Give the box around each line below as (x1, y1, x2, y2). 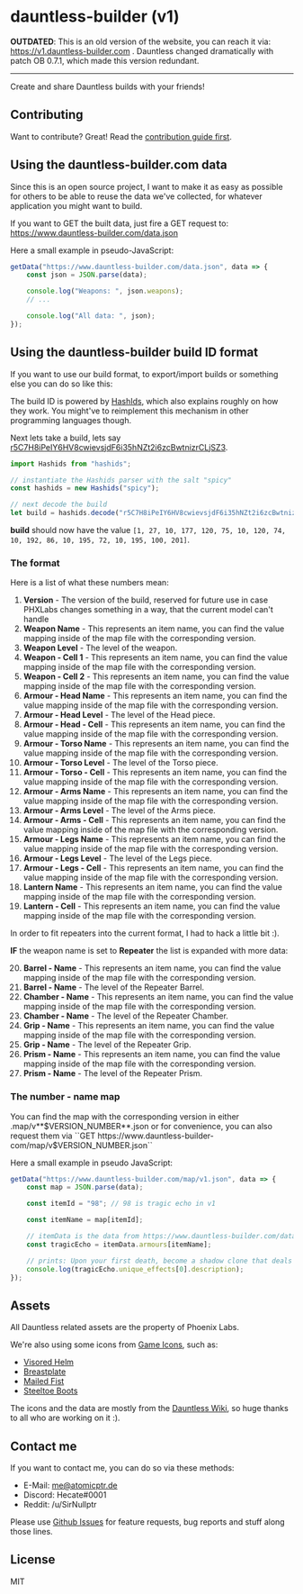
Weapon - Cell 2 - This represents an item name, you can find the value (22, 671, 290, 682)
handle (22, 614, 49, 625)
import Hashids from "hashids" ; (10, 459, 131, 468)
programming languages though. (10, 414, 132, 425)
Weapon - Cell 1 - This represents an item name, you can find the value (22, 652, 289, 663)
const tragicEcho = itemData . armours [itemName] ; (26, 1240, 212, 1249)
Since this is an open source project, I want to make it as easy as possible (10, 181, 283, 192)
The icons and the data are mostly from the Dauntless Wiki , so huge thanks (10, 1403, 289, 1414)
